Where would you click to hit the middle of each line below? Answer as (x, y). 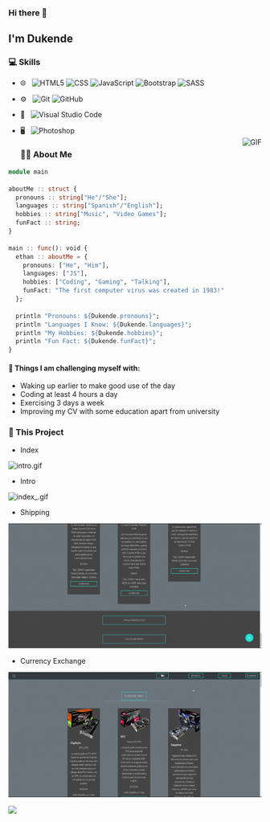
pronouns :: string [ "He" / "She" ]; (72, 197)
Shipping (35, 512)
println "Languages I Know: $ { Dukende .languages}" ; (104, 325)
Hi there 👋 (28, 13)
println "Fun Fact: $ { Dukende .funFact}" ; (86, 341)
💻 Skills (25, 62)
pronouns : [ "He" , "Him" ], (66, 265)
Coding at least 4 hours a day (69, 395)
